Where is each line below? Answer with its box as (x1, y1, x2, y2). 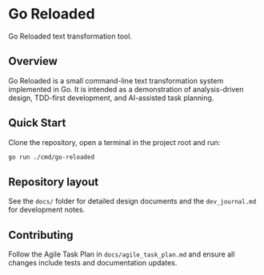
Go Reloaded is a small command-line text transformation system (8, 75, 224, 85)
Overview (8, 55, 58, 68)
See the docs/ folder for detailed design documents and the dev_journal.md (8, 196, 257, 206)
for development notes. (8, 205, 86, 215)
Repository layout (8, 175, 98, 188)
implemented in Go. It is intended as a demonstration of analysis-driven (8, 84, 244, 94)
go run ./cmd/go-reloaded (8, 153, 94, 161)
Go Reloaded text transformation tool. (8, 31, 132, 41)
